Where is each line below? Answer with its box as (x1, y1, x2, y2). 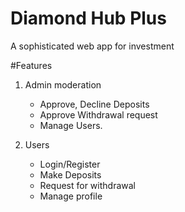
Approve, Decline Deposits (39, 98, 150, 110)
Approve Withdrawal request (39, 108, 158, 121)
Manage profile (39, 190, 103, 202)
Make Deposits (39, 168, 102, 181)
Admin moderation (24, 78, 102, 91)
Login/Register (39, 158, 101, 170)
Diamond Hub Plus (10, 7, 167, 30)
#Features (10, 59, 53, 71)
